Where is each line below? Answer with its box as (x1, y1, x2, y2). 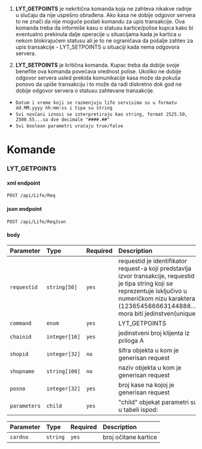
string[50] (46, 284, 77, 290)
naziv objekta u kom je (118, 363, 182, 371)
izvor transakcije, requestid (118, 272, 195, 280)
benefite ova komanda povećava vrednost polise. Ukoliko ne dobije (15, 68, 182, 75)
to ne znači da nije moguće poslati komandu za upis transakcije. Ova (15, 18, 185, 25)
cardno (10, 433, 29, 441)
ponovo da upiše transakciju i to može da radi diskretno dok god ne (15, 81, 182, 88)
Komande (7, 143, 56, 157)
